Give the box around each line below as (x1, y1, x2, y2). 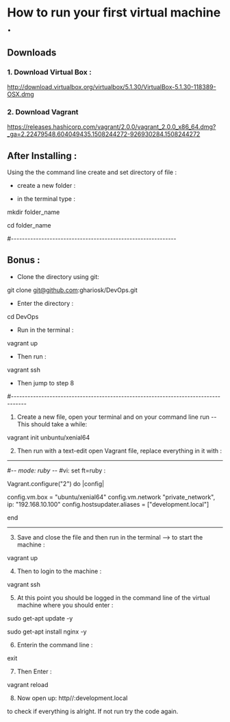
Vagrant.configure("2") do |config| (7, 479, 105, 488)
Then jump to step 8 (16, 378, 74, 387)
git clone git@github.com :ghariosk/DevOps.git (7, 286, 138, 294)
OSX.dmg (7, 90, 34, 98)
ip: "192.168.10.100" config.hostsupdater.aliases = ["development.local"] (7, 500, 209, 508)
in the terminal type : (16, 194, 75, 203)
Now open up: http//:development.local (16, 694, 128, 702)
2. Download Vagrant (7, 107, 79, 117)
